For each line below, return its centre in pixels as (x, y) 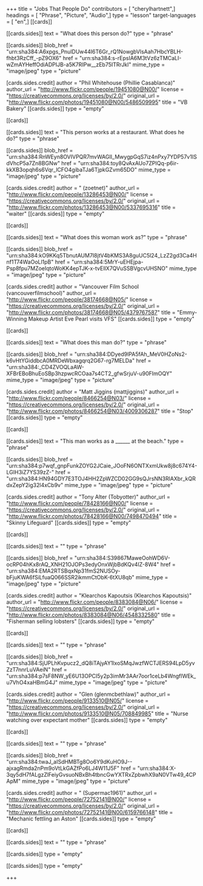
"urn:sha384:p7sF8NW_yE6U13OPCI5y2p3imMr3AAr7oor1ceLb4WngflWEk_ (101, 676)
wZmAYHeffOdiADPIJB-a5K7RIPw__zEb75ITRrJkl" (69, 64)
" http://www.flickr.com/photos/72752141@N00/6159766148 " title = (90, 812)
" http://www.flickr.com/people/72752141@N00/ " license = (79, 799)
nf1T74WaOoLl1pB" (30, 262)
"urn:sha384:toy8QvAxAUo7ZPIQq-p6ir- (128, 163)
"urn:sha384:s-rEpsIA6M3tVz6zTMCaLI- (130, 58)
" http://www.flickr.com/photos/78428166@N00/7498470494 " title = (92, 516)
